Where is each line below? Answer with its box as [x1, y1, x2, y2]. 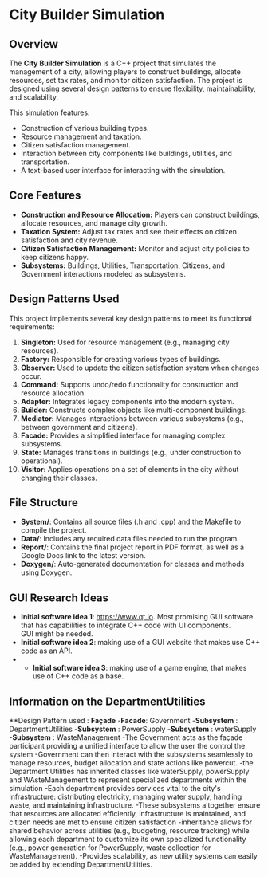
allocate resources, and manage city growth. [20, 218, 167, 228]
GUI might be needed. [20, 629, 94, 639]
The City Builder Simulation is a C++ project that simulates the [9, 58, 217, 68]
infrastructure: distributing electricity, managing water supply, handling [9, 792, 242, 802]
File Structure [9, 496, 78, 509]
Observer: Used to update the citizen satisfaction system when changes [20, 363, 260, 372]
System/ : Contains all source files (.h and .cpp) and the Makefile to [20, 517, 242, 527]
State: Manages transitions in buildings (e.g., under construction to [20, 447, 242, 457]
